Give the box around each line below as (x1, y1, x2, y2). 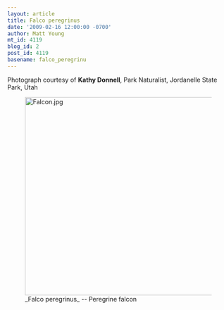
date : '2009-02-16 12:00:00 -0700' (7, 23, 112, 30)
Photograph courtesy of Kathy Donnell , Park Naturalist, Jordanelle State (7, 75, 218, 84)
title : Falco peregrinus (7, 17, 80, 24)
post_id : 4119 (7, 50, 49, 57)
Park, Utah (7, 82, 39, 92)
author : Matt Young (7, 30, 65, 37)
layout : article (7, 10, 55, 18)
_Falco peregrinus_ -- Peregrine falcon (25, 294, 137, 303)
